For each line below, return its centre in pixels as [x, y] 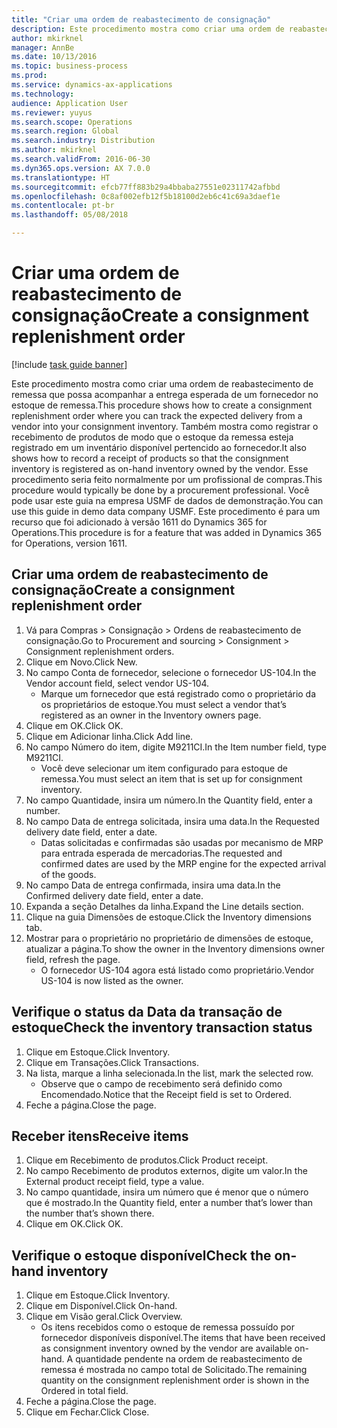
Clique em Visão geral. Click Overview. [104, 1317]
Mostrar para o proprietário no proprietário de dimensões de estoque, [169, 938]
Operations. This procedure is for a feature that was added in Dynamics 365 [167, 532]
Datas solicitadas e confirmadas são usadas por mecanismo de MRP [182, 842]
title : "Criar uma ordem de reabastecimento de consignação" [141, 19]
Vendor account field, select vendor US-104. [117, 683]
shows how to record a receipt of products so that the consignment [150, 458]
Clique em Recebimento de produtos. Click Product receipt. [147, 1160]
